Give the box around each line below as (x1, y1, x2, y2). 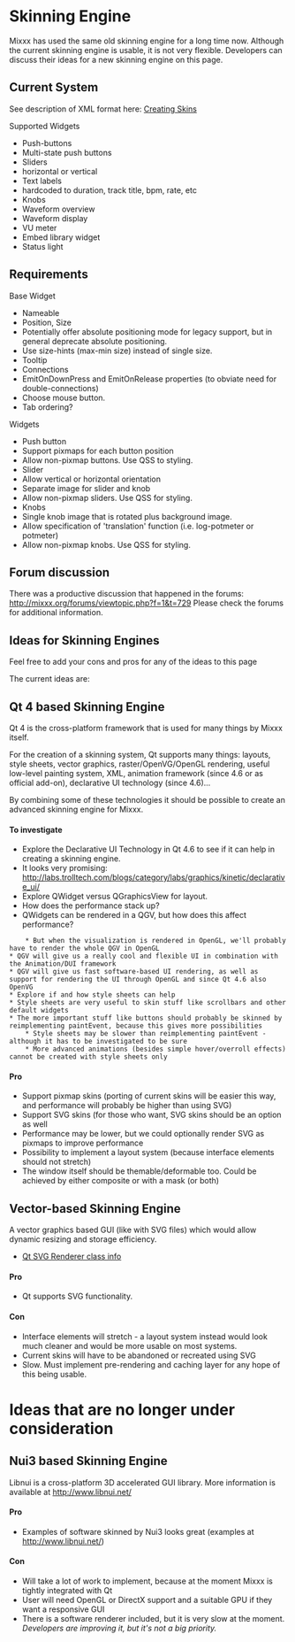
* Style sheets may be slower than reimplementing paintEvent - (25, 1029, 267, 1038)
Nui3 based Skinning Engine (9, 1453, 168, 1469)
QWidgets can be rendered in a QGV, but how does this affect (21, 910, 247, 921)
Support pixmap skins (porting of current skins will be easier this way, (21, 1091, 276, 1101)
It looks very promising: (21, 863, 108, 874)
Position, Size (21, 317, 72, 328)
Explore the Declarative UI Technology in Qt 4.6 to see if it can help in (21, 844, 276, 855)
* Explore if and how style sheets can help (9, 991, 176, 999)
